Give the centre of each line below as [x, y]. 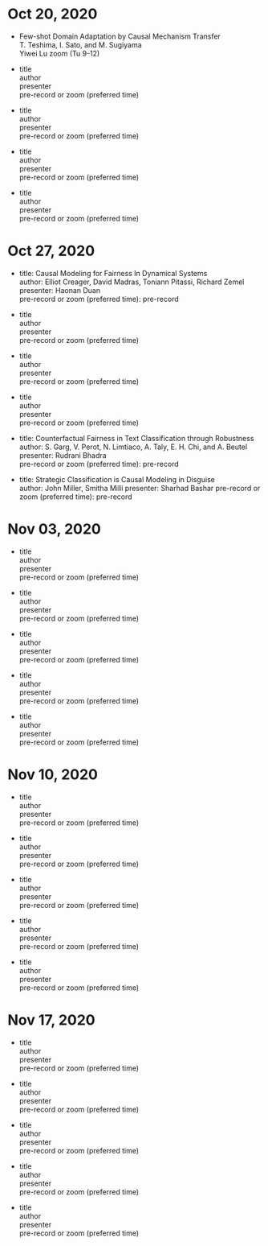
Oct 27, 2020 [51, 251]
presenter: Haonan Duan [60, 290]
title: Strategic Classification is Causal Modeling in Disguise [117, 479]
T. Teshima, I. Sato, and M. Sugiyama [80, 44]
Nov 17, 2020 [51, 1020]
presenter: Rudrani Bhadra [63, 455]
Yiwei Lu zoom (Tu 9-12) [59, 53]
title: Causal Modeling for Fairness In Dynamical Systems [113, 273]
